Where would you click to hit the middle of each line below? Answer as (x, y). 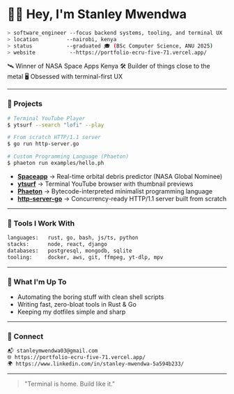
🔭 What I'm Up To (37, 282)
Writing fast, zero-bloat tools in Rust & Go (77, 305)
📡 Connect (25, 336)
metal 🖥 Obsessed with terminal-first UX (65, 77)
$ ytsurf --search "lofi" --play (56, 125)
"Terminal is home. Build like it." (70, 384)
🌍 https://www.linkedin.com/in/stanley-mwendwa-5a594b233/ (96, 364)
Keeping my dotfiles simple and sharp (71, 312)
